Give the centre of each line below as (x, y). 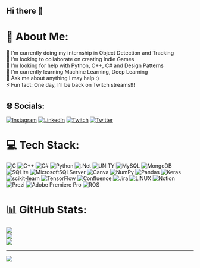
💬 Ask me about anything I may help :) (53, 78)
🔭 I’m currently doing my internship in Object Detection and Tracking (90, 53)
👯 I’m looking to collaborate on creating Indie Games (70, 59)
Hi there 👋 (25, 11)
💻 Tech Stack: (43, 145)
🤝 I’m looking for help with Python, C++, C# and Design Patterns (85, 65)
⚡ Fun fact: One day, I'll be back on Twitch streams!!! (71, 85)
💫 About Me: (37, 37)
